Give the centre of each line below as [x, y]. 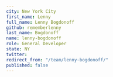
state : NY [18, 49]
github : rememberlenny [34, 27]
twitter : [17, 54]
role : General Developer [36, 44]
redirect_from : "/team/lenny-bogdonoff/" [57, 60]
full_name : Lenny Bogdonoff [40, 22]
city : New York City [31, 11]
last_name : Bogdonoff [32, 33]
